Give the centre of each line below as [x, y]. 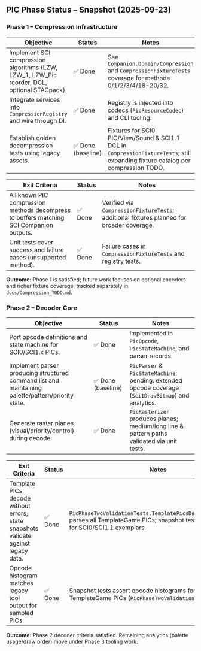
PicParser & [146, 365]
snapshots [24, 528]
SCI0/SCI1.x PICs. [35, 352]
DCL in [117, 145]
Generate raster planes [41, 423]
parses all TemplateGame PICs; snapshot [127, 520]
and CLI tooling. [130, 117]
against [19, 543]
